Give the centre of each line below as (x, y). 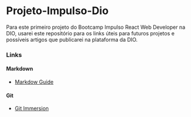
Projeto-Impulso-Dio (57, 11)
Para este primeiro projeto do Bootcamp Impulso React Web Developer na (96, 27)
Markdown (20, 69)
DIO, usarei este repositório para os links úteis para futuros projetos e (90, 33)
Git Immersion (32, 108)
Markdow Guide (34, 82)
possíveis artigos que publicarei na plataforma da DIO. (72, 39)
